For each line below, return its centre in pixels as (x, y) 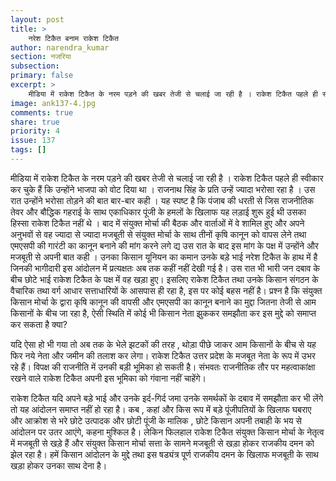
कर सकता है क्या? (39, 324)
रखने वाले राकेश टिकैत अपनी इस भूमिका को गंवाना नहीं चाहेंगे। (108, 378)
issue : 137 (33, 141)
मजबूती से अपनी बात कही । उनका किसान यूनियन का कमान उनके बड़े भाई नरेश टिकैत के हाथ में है (164, 257)
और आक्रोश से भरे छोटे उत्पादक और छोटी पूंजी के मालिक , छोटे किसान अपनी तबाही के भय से (156, 420)
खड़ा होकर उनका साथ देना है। (59, 465)
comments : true (42, 112)
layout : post (37, 19)
